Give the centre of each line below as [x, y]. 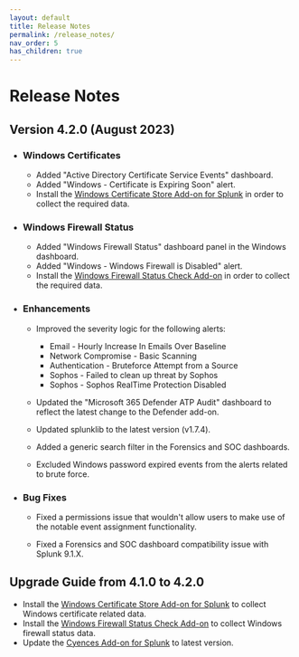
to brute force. [63, 474]
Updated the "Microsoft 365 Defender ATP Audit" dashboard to [154, 402]
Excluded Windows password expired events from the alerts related [162, 464]
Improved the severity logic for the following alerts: [131, 328]
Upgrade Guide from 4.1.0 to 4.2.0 [107, 582]
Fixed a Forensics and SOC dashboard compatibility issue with [152, 544]
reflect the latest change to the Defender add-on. [127, 412]
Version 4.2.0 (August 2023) [92, 129]
